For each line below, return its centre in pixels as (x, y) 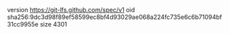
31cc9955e (23, 24)
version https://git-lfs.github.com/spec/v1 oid (71, 10)
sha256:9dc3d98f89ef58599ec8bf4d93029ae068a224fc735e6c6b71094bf (115, 17)
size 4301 (54, 24)
